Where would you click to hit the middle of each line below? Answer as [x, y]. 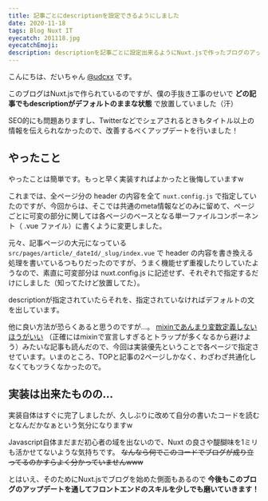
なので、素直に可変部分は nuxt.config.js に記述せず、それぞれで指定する [133, 272]
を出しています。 [36, 309]
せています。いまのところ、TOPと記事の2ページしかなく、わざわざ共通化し [132, 356]
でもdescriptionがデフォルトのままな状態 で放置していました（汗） [126, 103]
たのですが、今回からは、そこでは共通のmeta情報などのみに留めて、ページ [132, 205]
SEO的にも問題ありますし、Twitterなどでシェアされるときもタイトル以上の [132, 120]
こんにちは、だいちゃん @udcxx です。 [72, 76]
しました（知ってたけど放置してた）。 [83, 282]
